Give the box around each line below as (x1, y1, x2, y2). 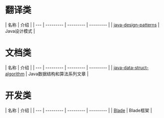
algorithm (5, 70, 25, 77)
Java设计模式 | (5, 28, 35, 34)
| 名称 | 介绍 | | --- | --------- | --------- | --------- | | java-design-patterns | (5, 22, 160, 28)
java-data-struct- (113, 64, 149, 70)
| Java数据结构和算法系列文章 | (25, 70, 89, 77)
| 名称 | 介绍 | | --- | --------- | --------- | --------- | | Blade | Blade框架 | (5, 107, 152, 113)
